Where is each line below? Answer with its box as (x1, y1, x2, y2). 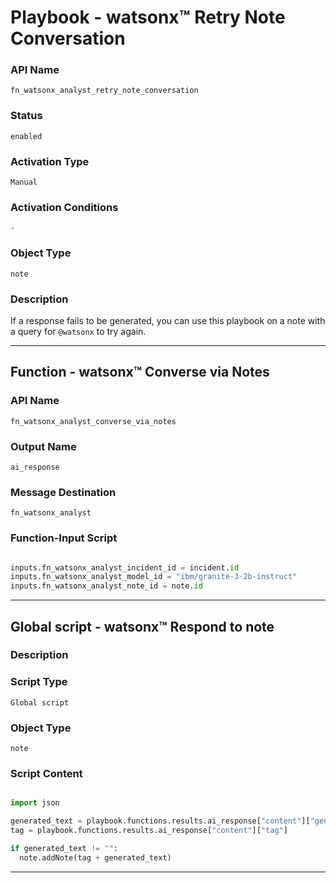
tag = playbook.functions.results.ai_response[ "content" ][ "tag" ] (10, 826, 288, 836)
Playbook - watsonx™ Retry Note (10, 6, 286, 29)
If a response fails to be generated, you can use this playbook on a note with (10, 314, 326, 326)
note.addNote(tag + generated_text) (19, 852, 172, 863)
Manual (10, 177, 38, 188)
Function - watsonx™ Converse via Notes (10, 364, 270, 381)
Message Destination (10, 485, 117, 499)
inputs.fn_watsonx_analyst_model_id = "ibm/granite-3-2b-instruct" (10, 572, 298, 582)
